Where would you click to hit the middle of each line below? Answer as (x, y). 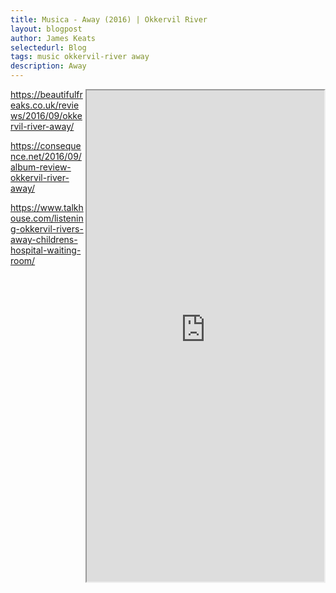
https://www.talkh (47, 207)
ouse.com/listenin (47, 218)
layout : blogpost (46, 29)
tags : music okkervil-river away (80, 57)
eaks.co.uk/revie (45, 105)
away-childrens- (44, 239)
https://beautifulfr (46, 94)
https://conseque (46, 145)
